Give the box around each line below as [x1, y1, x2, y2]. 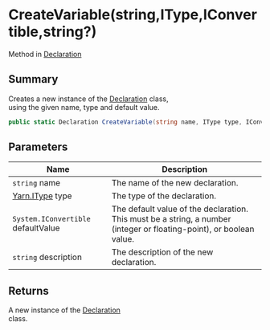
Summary [8, 72, 59, 86]
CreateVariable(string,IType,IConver [8, 6, 257, 24]
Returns [8, 283, 50, 298]
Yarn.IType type [12, 190, 72, 202]
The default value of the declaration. [111, 203, 249, 214]
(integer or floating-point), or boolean [111, 223, 255, 234]
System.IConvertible [12, 214, 91, 224]
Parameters [8, 141, 68, 154]
